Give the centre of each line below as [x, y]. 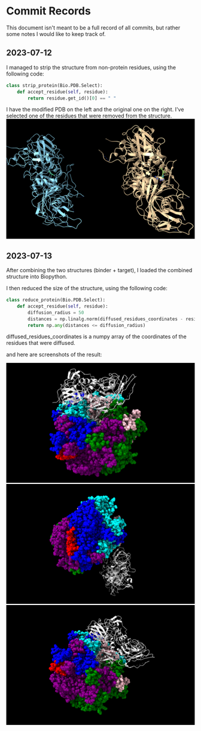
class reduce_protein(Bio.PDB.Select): [56, 300]
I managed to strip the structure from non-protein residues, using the [91, 67]
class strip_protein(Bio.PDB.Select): [54, 85]
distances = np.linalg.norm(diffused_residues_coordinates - [106, 319]
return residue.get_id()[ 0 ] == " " [72, 98]
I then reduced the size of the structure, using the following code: [87, 288]
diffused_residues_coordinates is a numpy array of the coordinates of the [97, 336]
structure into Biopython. [37, 276]
